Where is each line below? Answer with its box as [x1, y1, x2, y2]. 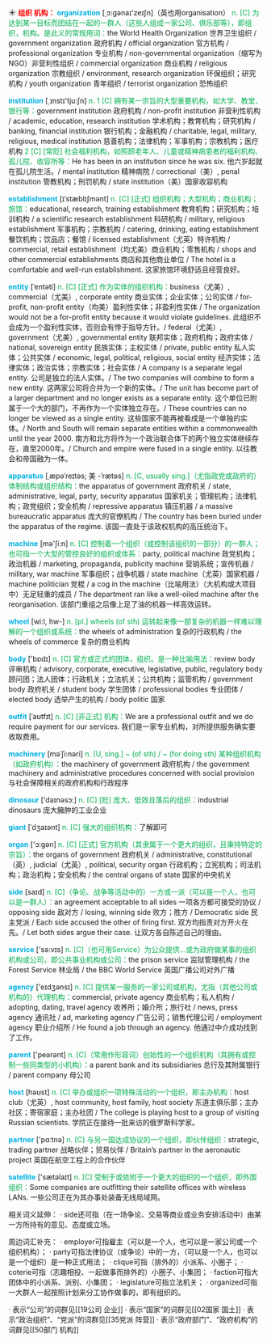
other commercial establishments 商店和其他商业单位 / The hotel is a [8, 255, 236, 264]
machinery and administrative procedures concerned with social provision [8, 768, 255, 777]
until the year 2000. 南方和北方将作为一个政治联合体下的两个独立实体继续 [8, 434, 252, 443]
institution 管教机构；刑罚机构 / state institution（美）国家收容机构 [8, 177, 228, 186]
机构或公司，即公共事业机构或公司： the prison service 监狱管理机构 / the [8, 955, 250, 964]
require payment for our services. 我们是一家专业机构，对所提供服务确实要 [8, 722, 256, 731]
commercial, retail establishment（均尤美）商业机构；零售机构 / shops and [8, 244, 256, 254]
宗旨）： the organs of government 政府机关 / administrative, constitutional [8, 849, 252, 859]
